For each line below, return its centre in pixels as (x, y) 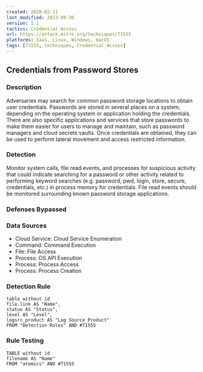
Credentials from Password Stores (72, 70)
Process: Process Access (47, 264)
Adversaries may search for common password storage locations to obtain (99, 100)
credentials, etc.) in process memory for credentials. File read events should (101, 187)
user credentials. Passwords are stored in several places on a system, (93, 107)
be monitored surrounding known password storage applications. (88, 194)
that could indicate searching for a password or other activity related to (95, 174)
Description (24, 87)
